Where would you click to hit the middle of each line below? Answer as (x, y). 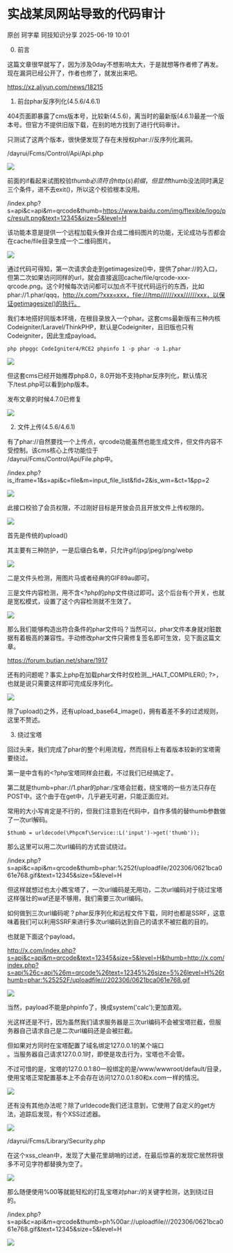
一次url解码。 (32, 820)
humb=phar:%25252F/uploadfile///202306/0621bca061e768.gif (99, 979)
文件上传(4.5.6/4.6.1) (46, 426)
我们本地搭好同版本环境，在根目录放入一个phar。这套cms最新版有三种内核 (114, 318)
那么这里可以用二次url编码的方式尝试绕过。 (69, 846)
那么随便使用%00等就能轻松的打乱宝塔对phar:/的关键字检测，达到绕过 (107, 1191)
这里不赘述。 (25, 720)
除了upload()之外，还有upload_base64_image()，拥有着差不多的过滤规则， (114, 711)
